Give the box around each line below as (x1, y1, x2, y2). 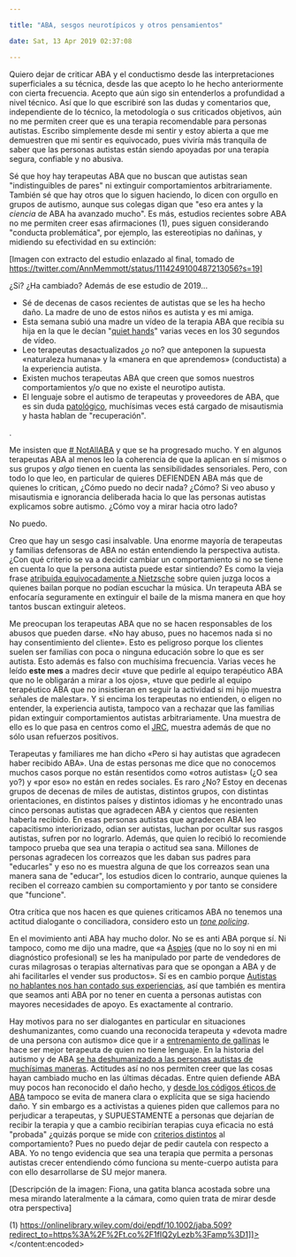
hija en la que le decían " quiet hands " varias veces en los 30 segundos (21, 325, 280, 336)
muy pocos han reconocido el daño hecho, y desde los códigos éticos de (9, 1082, 277, 1092)
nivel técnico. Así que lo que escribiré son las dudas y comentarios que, (9, 96, 271, 107)
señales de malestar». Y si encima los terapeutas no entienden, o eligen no (9, 693, 283, 704)
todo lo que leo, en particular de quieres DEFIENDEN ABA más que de (9, 473, 263, 483)
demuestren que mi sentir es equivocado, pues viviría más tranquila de (9, 135, 268, 145)
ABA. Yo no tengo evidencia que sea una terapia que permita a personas (9, 1147, 274, 1158)
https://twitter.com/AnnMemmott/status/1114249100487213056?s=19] (9, 263, 263, 274)
